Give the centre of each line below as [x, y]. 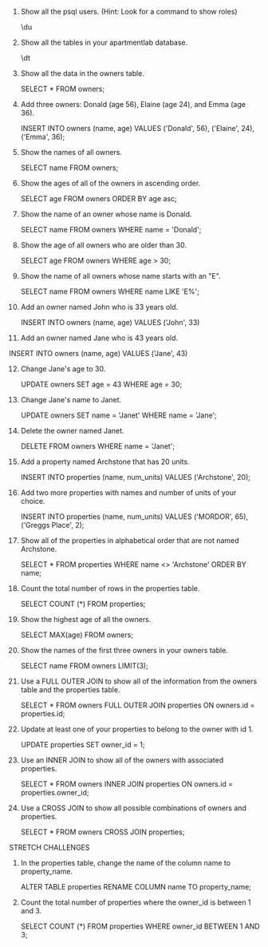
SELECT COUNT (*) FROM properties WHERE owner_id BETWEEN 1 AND [140, 926]
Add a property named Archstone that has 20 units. [105, 462]
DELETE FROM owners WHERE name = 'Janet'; [98, 446]
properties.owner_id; [55, 792]
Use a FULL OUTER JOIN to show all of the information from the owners [139, 681]
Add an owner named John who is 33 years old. [99, 307]
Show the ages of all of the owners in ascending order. [110, 183]
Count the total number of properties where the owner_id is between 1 [136, 902]
